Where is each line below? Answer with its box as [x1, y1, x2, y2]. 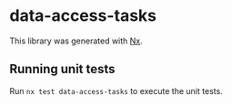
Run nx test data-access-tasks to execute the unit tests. [9, 85, 223, 96]
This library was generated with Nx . [9, 35, 143, 46]
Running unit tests [9, 61, 116, 77]
